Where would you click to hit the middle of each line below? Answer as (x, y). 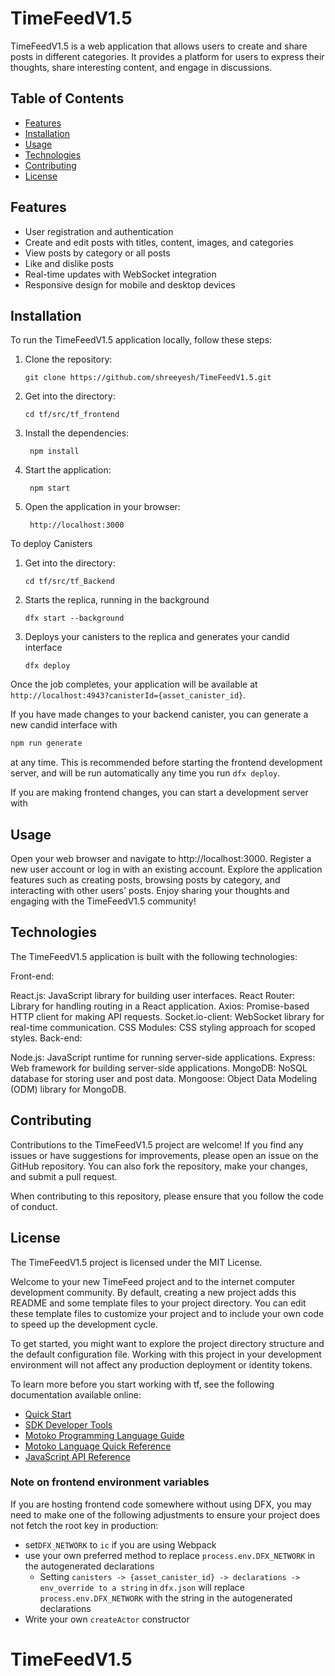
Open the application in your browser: (102, 507)
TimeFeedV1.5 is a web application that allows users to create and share (159, 46)
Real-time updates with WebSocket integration (120, 274)
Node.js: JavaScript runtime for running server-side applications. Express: (163, 1057)
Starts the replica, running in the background (117, 600)
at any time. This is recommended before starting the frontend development (166, 763)
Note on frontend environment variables (110, 1482)
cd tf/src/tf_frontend (72, 415)
